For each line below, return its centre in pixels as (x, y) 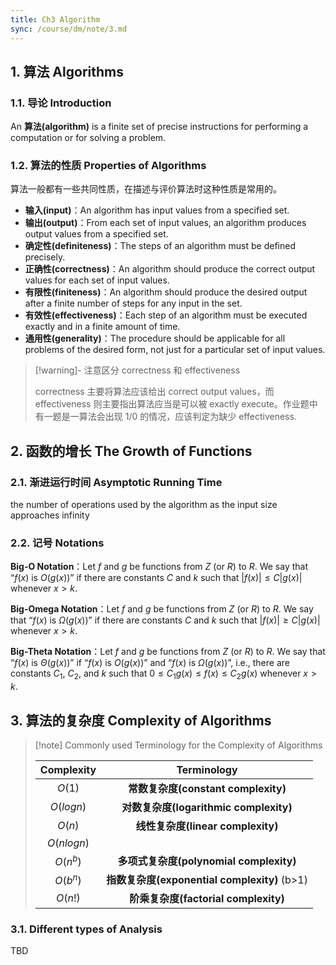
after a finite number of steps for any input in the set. (133, 303)
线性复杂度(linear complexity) (207, 826)
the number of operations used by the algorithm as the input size (144, 505)
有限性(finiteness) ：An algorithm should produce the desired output (166, 292)
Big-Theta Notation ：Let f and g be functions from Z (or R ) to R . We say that (168, 652)
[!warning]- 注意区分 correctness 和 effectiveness (137, 370)
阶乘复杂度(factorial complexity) (207, 899)
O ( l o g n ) (68, 807)
